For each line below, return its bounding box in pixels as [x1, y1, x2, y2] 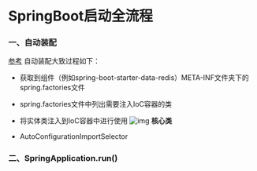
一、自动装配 [8, 37, 58, 48]
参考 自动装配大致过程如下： [8, 56, 100, 66]
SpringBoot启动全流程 [8, 7, 154, 25]
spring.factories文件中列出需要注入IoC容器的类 [19, 100, 172, 109]
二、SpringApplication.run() [8, 153, 118, 164]
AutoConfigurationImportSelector [19, 132, 128, 141]
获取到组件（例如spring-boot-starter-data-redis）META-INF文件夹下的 [19, 73, 250, 82]
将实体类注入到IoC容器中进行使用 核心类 [19, 116, 173, 126]
